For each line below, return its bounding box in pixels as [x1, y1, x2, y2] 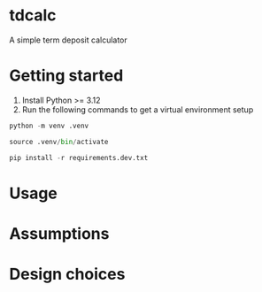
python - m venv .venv [9, 121, 89, 130]
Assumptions [9, 223, 110, 243]
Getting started [9, 65, 124, 86]
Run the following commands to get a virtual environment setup [21, 104, 254, 115]
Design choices [9, 265, 126, 284]
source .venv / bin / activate [9, 137, 109, 146]
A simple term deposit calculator [9, 35, 128, 45]
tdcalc [9, 5, 57, 26]
